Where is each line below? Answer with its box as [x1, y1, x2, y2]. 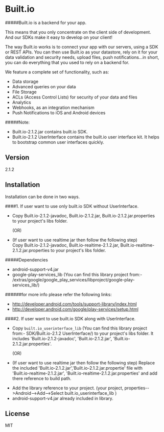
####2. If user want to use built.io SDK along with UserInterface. [5, 315, 136, 322]
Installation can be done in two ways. [5, 194, 80, 200]
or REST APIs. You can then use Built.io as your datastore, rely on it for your [5, 49, 158, 55]
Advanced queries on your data [12, 83, 76, 89]
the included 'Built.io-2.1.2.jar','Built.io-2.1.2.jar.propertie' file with [12, 365, 143, 371]
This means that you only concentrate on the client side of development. [5, 29, 151, 35]
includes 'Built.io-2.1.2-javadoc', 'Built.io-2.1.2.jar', [12, 335, 112, 341]
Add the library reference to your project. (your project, [12, 385, 124, 391]
